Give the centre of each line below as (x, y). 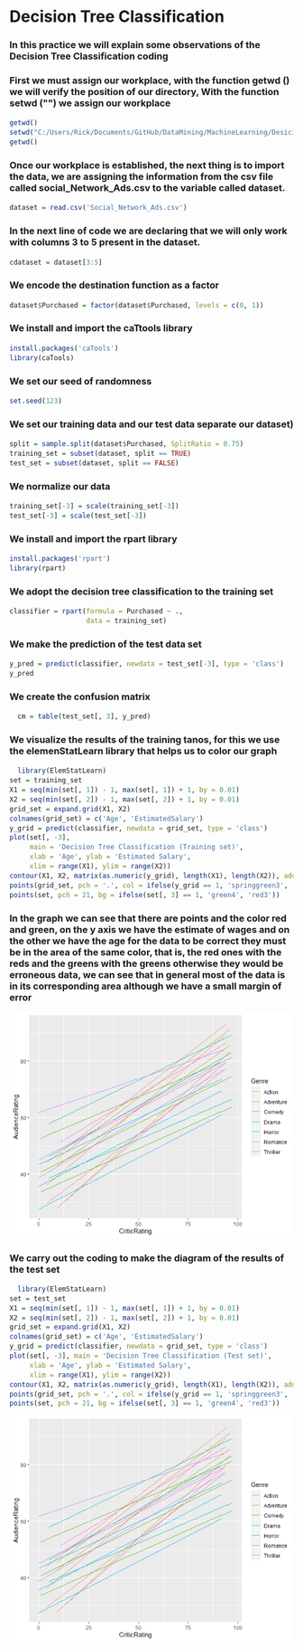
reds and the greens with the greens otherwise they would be (147, 963)
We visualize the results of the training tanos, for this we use (145, 739)
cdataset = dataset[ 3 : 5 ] (56, 262)
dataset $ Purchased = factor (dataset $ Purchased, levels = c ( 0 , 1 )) (137, 305)
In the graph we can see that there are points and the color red (148, 918)
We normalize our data (60, 486)
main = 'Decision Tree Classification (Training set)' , (137, 848)
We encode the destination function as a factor (114, 285)
